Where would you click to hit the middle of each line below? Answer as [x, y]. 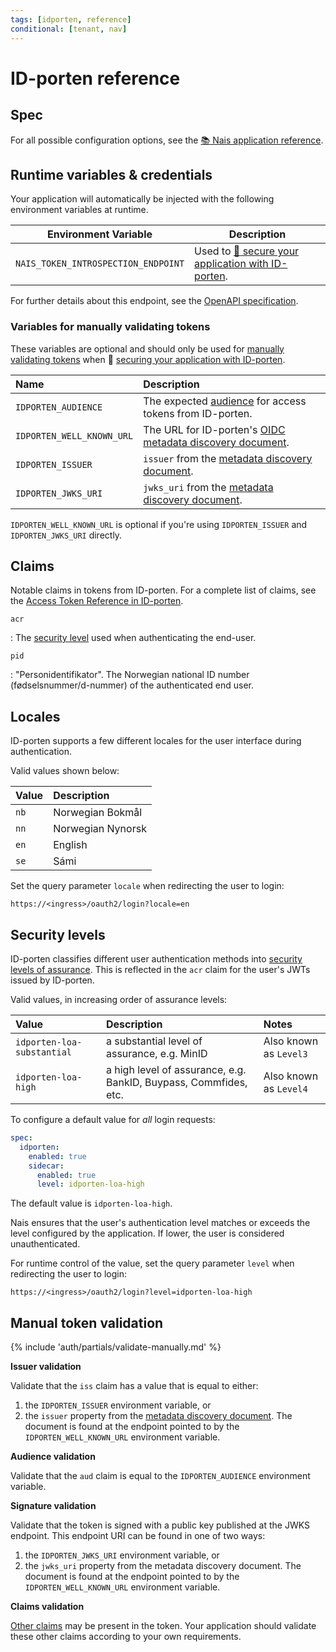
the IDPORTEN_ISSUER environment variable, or [118, 1405]
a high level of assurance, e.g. [176, 1070]
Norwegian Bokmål [98, 813]
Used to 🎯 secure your [247, 251]
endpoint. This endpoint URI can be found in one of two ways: [138, 1536]
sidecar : [46, 1166]
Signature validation [53, 1506]
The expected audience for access [225, 401]
